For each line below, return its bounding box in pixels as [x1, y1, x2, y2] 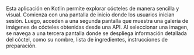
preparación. [6, 42, 37, 49]
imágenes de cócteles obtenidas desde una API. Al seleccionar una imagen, [6, 23, 189, 30]
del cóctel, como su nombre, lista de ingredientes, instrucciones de [6, 36, 168, 43]
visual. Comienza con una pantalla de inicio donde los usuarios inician [6, 11, 175, 18]
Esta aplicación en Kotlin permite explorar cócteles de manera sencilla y [6, 5, 179, 12]
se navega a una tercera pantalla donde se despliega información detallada [6, 30, 187, 37]
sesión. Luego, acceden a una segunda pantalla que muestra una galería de [6, 18, 189, 24]
